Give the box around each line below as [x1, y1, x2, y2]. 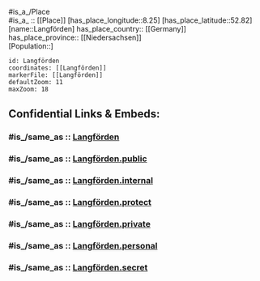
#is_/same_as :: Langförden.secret [8, 262, 148, 273]
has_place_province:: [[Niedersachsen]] [8, 32, 142, 42]
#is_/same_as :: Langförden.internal [8, 175, 154, 186]
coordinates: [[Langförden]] [8, 64, 107, 72]
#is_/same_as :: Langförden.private [8, 219, 151, 229]
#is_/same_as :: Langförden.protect [8, 197, 152, 208]
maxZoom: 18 [8, 85, 49, 93]
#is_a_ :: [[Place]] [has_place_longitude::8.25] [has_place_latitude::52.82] [8, 15, 253, 25]
